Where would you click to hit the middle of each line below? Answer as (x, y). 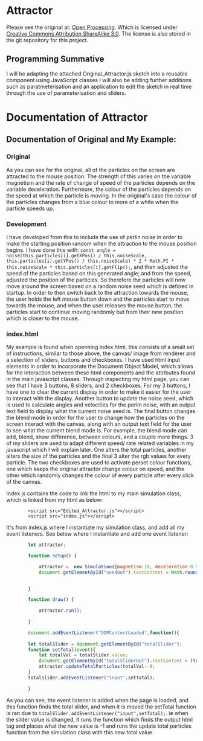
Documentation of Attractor (77, 117)
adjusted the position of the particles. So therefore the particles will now (96, 280)
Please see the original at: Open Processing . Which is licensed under (92, 27)
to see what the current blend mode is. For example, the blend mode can (97, 431)
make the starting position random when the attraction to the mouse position (101, 243)
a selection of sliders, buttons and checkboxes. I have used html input (93, 360)
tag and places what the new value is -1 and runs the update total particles (99, 726)
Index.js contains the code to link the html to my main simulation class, (94, 493)
